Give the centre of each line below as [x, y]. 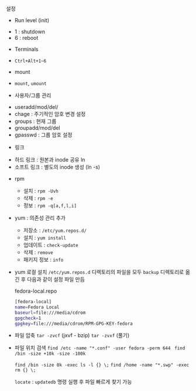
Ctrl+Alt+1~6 [30, 61]
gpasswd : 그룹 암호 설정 [43, 135]
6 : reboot [26, 38]
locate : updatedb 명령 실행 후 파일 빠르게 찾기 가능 [73, 382]
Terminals [26, 49]
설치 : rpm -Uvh [41, 191]
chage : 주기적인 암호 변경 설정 [50, 114]
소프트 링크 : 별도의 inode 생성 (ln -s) [57, 167]
